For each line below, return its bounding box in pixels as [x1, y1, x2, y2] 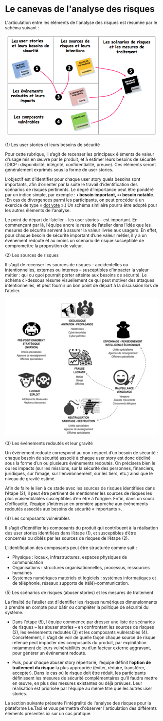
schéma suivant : [5, 24, 39, 30]
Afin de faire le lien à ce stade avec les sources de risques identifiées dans [5, 485, 155, 491]
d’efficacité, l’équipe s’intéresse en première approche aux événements [5, 501, 148, 507]
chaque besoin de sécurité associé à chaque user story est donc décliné [5, 455, 151, 461]
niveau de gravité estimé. [5, 475, 56, 482]
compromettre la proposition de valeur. [5, 243, 83, 249]
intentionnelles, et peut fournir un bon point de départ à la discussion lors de [5, 282, 159, 289]
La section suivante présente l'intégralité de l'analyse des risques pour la [5, 700, 151, 706]
